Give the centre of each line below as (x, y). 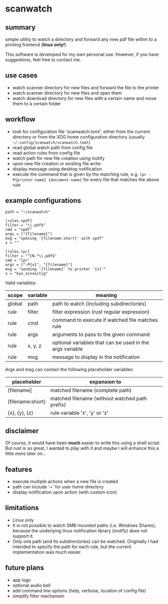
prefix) (58, 405)
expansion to (105, 382)
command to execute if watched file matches (105, 320)
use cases (21, 76)
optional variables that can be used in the (100, 343)
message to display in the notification (96, 357)
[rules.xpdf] (19, 221)
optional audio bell (31, 585)
